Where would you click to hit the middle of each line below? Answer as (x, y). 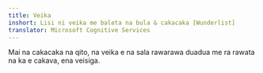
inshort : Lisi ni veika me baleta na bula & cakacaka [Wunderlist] (122, 23)
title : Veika (30, 15)
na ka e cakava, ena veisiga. (54, 60)
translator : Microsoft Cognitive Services (79, 30)
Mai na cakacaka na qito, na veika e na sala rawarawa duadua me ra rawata (131, 53)
